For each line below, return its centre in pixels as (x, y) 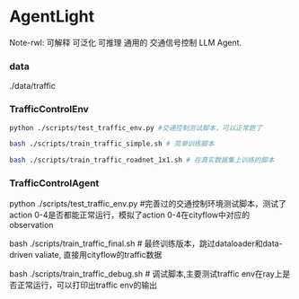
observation (31, 225)
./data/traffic (32, 86)
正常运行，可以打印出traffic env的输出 (87, 286)
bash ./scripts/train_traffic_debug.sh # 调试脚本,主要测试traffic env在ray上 (146, 274)
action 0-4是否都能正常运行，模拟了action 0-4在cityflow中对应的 (129, 215)
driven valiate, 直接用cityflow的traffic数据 (86, 255)
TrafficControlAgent (54, 183)
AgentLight (52, 17)
